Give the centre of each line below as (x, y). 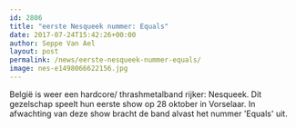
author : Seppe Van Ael (52, 43)
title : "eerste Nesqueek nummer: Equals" (89, 26)
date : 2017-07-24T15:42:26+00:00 (73, 34)
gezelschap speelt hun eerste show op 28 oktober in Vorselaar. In (133, 103)
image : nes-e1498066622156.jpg (69, 69)
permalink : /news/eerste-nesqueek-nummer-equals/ (106, 60)
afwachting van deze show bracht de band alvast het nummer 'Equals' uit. (149, 113)
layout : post (34, 52)
